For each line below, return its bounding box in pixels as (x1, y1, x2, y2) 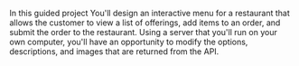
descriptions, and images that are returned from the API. (9, 46, 220, 57)
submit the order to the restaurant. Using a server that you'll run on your (9, 27, 277, 37)
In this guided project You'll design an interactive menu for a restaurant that (9, 8, 291, 18)
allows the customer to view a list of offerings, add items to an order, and (9, 17, 281, 28)
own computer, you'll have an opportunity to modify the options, (9, 36, 248, 47)
